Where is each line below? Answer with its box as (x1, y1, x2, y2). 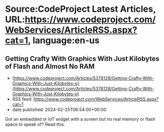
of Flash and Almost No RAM (5, 62, 95, 70)
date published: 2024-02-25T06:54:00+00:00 (12, 107, 107, 112)
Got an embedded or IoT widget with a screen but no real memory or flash (5, 116, 156, 122)
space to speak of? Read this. (5, 122, 66, 127)
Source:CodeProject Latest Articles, (5, 3, 156, 15)
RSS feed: (12, 96, 33, 102)
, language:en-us (28, 35, 100, 46)
